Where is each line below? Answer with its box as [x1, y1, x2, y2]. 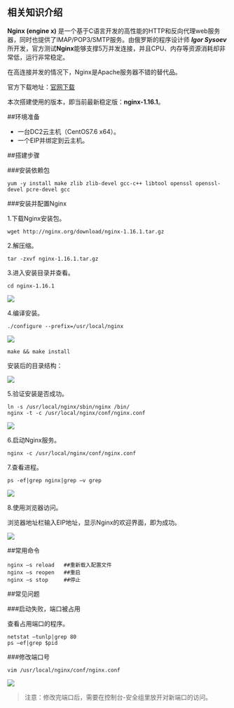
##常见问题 [7, 590, 40, 598]
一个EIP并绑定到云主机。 [17, 136, 89, 144]
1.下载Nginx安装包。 [7, 214, 66, 222]
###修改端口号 [7, 653, 50, 661]
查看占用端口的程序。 [7, 619, 69, 627]
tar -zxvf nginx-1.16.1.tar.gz [7, 255, 99, 262]
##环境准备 [7, 112, 40, 121]
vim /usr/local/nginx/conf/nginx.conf [7, 667, 121, 674]
